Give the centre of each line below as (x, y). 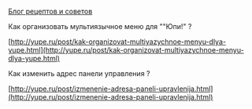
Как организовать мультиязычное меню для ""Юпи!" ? (100, 26)
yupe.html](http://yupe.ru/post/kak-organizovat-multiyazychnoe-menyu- (126, 50)
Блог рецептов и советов (50, 11)
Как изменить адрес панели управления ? (79, 73)
